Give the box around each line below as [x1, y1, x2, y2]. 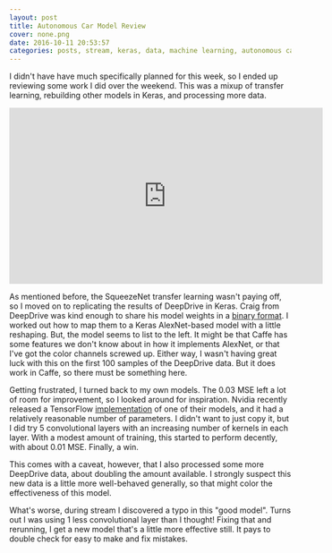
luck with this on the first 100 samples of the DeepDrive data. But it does [9, 358, 276, 369]
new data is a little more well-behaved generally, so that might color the [9, 478, 273, 489]
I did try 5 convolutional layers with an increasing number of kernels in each [9, 422, 289, 434]
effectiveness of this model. [9, 488, 112, 498]
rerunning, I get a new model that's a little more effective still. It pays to [9, 524, 271, 535]
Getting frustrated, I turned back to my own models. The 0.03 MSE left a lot [9, 385, 286, 396]
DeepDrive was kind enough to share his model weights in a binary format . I [9, 311, 289, 321]
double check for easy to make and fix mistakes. [9, 533, 188, 544]
